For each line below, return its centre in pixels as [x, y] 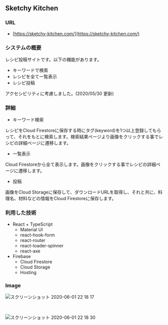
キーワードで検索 [30, 70]
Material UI [31, 229]
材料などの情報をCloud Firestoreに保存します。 [67, 199]
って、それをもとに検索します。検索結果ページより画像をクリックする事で [82, 137]
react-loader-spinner [42, 245]
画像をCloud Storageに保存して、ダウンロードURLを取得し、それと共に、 [82, 192]
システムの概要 [23, 47]
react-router [33, 240]
